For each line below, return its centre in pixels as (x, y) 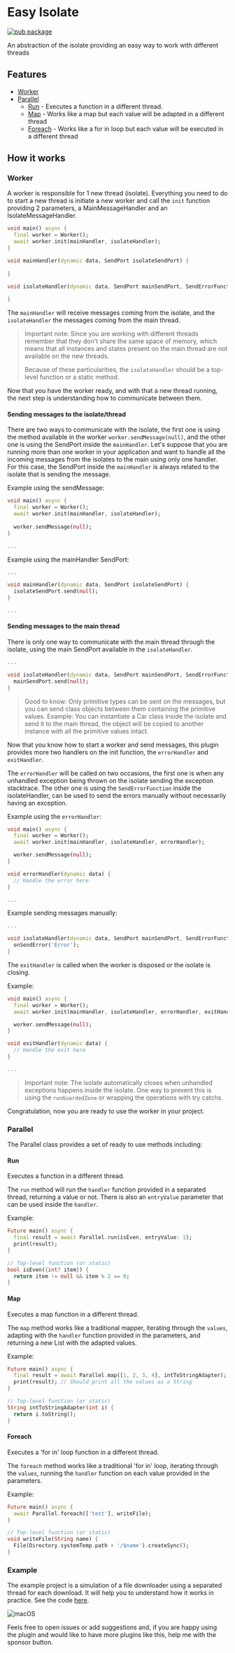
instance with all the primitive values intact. (86, 731)
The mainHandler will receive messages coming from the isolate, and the (111, 313)
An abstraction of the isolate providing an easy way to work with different (113, 45)
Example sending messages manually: (62, 913)
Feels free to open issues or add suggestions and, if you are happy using (112, 1627)
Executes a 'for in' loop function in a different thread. (83, 1452)
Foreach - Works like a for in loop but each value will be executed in (126, 129)
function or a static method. (79, 377)
